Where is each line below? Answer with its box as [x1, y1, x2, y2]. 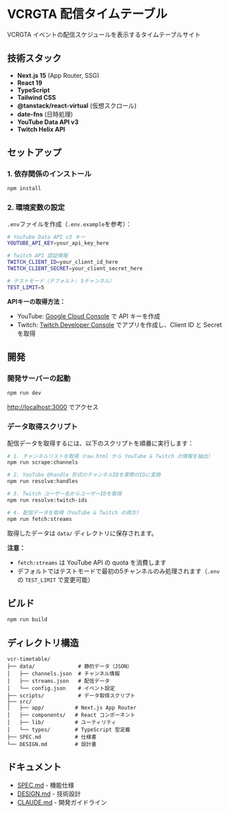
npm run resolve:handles [7, 478, 78, 485]
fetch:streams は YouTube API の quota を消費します [17, 558, 167, 566]
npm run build [7, 616, 48, 624]
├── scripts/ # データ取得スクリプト [7, 692, 135, 699]
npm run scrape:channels [7, 459, 78, 466]
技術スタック [7, 52, 62, 64]
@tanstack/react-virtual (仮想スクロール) [17, 101, 137, 110]
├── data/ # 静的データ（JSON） [7, 663, 133, 670]
